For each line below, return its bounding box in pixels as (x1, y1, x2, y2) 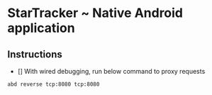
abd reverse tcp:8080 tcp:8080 (7, 81, 100, 88)
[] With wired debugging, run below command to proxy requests (17, 67, 206, 75)
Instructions (7, 48, 62, 60)
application (7, 20, 76, 36)
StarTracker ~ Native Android (7, 5, 183, 21)
